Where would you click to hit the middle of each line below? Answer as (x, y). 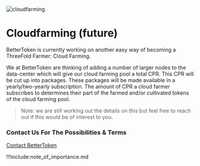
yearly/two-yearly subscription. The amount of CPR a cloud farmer (88, 86)
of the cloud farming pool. (38, 99)
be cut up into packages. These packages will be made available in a (91, 80)
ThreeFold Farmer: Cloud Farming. (49, 56)
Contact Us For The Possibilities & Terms (67, 132)
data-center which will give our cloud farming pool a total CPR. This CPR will (100, 74)
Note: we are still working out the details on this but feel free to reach (106, 111)
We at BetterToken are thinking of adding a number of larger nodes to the (96, 67)
